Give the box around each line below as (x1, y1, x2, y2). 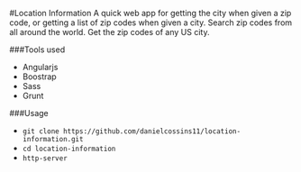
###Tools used (9, 44, 66, 55)
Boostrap (22, 71, 57, 82)
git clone (22, 127, 60, 136)
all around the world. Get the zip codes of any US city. (9, 27, 210, 37)
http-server (22, 154, 68, 163)
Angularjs (22, 62, 59, 72)
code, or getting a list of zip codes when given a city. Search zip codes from (9, 17, 293, 28)
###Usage (9, 108, 50, 118)
